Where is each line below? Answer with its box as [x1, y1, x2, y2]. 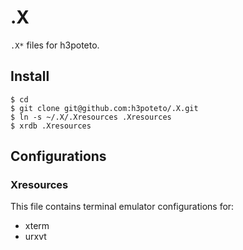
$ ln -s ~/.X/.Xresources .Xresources [10, 112, 172, 122]
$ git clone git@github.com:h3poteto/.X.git [10, 103, 199, 113]
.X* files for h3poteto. [10, 39, 100, 51]
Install [10, 68, 50, 85]
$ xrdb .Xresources [10, 121, 92, 131]
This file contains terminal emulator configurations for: [10, 201, 235, 213]
